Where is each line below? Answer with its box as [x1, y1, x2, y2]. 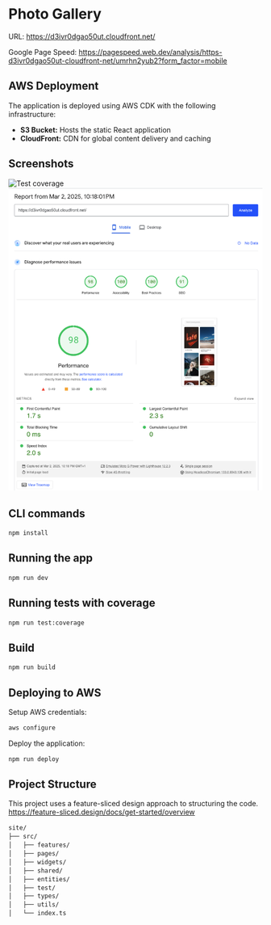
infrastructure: [8, 109, 56, 119]
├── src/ [8, 833, 38, 841]
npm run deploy [8, 755, 60, 763]
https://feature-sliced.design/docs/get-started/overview [8, 807, 195, 817]
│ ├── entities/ [8, 875, 70, 883]
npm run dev [8, 574, 48, 582]
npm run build [8, 663, 56, 671]
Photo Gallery [8, 5, 102, 23]
